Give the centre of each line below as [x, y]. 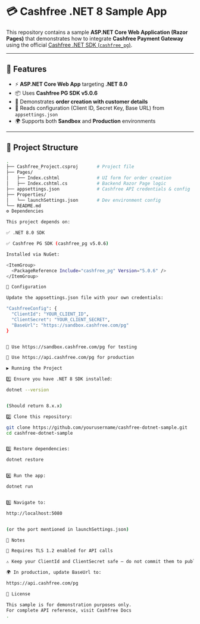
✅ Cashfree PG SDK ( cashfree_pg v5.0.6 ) [57, 244]
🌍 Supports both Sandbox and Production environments [85, 121]
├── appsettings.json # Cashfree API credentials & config [98, 189]
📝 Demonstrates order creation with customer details [81, 102]
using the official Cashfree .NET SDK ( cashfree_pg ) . [69, 45]
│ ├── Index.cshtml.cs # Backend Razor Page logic [86, 184]
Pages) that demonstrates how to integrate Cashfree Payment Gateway [95, 38]
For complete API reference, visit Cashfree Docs [69, 610]
